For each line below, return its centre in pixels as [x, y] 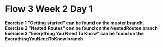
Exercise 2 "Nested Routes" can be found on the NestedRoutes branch [81, 28]
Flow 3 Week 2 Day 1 [49, 9]
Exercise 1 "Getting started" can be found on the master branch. [74, 23]
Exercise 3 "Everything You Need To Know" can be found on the [74, 33]
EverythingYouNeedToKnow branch [44, 39]
